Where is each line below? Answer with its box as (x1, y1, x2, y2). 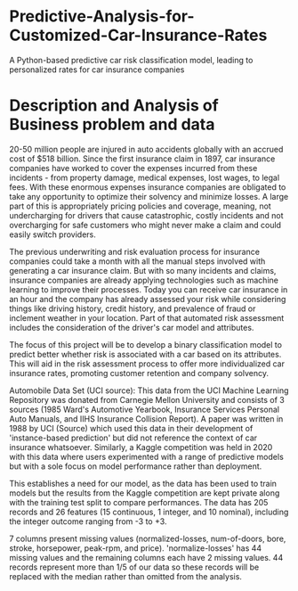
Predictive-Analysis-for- (9, 6, 195, 27)
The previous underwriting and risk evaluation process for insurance (9, 246, 261, 257)
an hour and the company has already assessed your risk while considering (9, 293, 286, 304)
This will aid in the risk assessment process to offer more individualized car (9, 358, 285, 369)
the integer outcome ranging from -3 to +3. (9, 515, 167, 527)
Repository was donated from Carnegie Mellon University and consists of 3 (9, 394, 285, 405)
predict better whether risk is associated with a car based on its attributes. (9, 349, 282, 359)
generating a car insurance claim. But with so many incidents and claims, (9, 265, 277, 275)
